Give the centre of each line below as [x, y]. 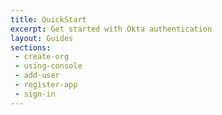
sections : [31, 47]
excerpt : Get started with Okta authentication [111, 29]
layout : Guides [42, 38]
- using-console [48, 66]
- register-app [46, 85]
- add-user [37, 76]
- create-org [42, 57]
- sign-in [35, 94]
